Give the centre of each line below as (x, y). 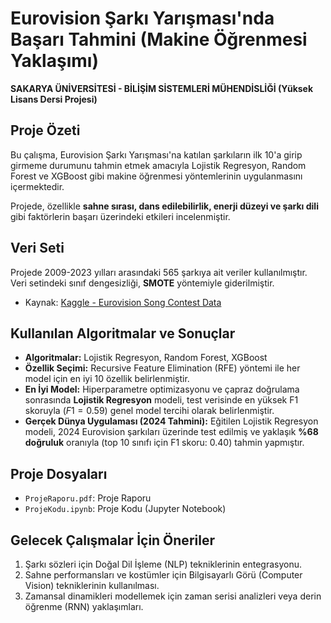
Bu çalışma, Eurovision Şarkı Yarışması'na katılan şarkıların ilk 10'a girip (156, 154)
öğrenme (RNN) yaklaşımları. (84, 606)
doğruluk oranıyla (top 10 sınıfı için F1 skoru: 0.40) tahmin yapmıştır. (164, 443)
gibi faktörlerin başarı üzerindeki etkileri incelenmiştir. (120, 216)
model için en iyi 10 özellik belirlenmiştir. (107, 379)
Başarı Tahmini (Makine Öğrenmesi (159, 39)
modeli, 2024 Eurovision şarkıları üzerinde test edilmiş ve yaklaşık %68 (171, 432)
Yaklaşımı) (54, 61)
